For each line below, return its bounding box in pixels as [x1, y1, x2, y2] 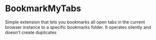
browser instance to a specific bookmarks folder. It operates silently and [5, 24, 151, 30]
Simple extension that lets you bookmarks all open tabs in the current [5, 19, 145, 25]
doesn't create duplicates [5, 29, 57, 35]
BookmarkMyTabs [5, 3, 81, 14]
